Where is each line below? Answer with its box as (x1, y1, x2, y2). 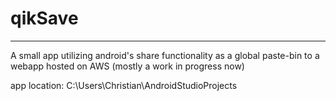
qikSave (10, 7, 79, 30)
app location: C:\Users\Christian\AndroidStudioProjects (10, 79, 238, 91)
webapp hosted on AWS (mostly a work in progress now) (10, 60, 245, 72)
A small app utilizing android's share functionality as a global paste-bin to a (10, 49, 320, 61)
